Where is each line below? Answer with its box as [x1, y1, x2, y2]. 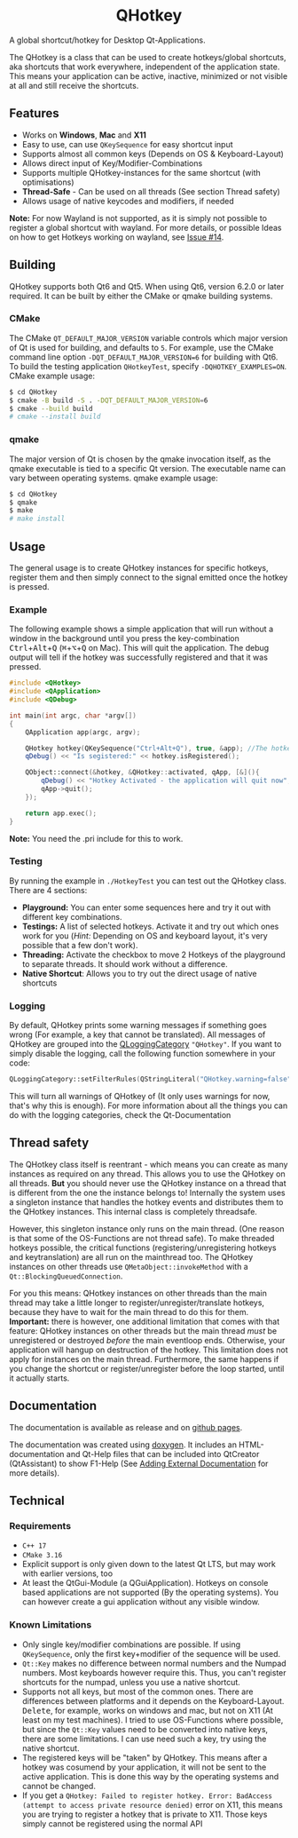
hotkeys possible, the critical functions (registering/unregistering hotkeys [9, 1242, 277, 1253]
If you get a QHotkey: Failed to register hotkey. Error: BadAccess [21, 1790, 273, 1801]
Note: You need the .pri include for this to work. [9, 833, 184, 844]
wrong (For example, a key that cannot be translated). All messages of [9, 1029, 266, 1040]
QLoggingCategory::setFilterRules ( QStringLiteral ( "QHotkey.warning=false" [9, 1075, 292, 1084]
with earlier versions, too [21, 1568, 114, 1579]
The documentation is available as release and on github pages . [9, 1422, 243, 1432]
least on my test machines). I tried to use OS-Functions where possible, [21, 1715, 284, 1725]
